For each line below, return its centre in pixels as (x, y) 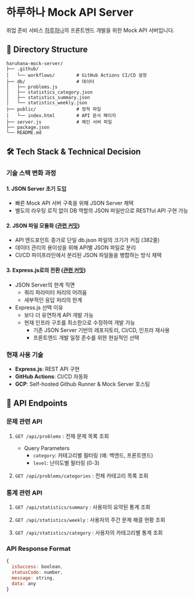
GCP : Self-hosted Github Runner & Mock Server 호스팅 (83, 384)
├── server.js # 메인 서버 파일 (59, 122)
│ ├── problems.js (32, 87)
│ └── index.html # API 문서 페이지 (61, 115)
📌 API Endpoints (37, 403)
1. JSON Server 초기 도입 (36, 188)
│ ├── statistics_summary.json (48, 97)
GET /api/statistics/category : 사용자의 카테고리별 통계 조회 (89, 532)
